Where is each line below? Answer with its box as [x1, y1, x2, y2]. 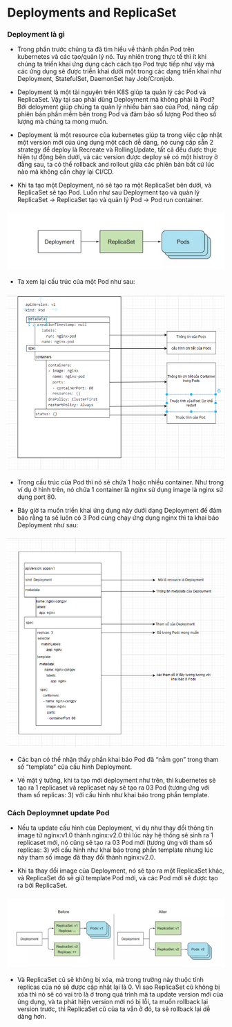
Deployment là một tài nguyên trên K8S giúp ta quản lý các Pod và [17, 88, 206, 96]
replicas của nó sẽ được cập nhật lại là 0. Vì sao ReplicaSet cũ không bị [17, 983, 220, 991]
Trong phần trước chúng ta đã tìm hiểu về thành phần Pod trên [17, 45, 195, 53]
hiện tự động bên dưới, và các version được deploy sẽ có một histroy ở [17, 153, 218, 161]
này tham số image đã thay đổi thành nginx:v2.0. [17, 853, 156, 862]
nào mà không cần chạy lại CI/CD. [17, 167, 114, 176]
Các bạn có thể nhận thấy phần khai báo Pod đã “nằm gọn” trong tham [17, 756, 219, 764]
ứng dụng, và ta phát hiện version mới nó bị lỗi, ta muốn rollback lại [17, 997, 209, 1006]
